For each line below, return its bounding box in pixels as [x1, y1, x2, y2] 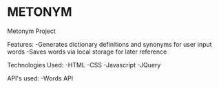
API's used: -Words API [7, 74, 74, 82]
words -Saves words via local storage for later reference [7, 47, 167, 56]
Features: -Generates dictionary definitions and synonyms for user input [7, 40, 212, 48]
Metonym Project [7, 27, 56, 35]
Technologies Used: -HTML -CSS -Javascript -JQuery [7, 60, 161, 69]
